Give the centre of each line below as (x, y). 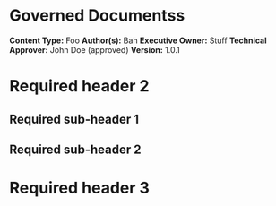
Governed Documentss (97, 16)
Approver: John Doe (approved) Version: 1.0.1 (95, 49)
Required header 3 (80, 188)
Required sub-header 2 (75, 149)
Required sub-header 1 (74, 119)
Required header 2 (79, 86)
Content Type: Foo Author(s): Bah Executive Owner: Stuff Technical (138, 40)
